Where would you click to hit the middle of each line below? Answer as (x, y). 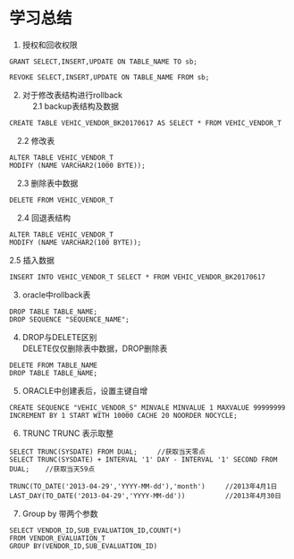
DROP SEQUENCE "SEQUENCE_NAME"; (69, 319)
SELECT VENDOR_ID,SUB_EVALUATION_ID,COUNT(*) (95, 530)
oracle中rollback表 (56, 295)
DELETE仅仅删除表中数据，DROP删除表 (95, 348)
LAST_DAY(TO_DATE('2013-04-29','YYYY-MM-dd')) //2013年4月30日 (145, 496)
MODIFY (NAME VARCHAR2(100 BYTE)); (76, 242)
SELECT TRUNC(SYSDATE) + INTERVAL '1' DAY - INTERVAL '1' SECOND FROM (143, 459)
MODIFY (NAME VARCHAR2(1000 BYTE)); (77, 165)
